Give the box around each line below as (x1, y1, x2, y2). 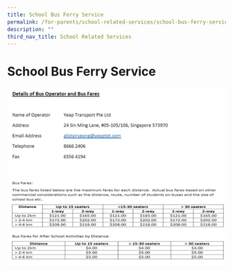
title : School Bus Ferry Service (7, 11, 104, 18)
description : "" (7, 26, 54, 33)
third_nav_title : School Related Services (7, 33, 132, 40)
